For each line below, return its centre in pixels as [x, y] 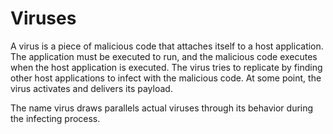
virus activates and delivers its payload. [91, 88]
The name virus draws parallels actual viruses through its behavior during [162, 108]
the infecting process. [55, 118]
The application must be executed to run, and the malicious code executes [164, 56]
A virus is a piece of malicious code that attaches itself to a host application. [167, 46]
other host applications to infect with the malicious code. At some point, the [166, 78]
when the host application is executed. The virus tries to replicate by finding [166, 67]
